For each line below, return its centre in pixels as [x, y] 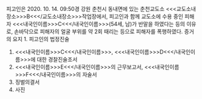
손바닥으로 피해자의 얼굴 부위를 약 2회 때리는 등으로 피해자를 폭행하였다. [99, 31]
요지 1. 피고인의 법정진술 [41, 39]
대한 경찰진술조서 [57, 59]
